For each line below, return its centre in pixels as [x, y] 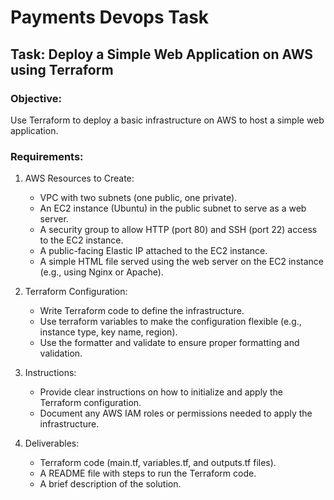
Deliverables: [52, 443]
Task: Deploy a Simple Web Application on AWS [162, 54]
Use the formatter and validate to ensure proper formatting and [169, 343]
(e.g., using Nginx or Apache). [101, 272]
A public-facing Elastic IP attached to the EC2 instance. [153, 251]
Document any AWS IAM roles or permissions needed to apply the [176, 413]
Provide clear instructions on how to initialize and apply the [161, 392]
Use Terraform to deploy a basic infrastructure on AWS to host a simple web [167, 120]
